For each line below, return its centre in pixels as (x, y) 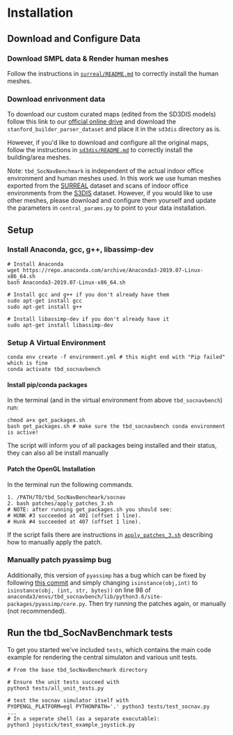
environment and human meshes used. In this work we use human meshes (114, 179)
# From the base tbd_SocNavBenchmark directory (78, 670)
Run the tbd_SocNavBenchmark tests (90, 633)
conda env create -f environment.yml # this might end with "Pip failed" (116, 357)
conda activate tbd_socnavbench (54, 370)
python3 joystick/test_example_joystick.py (71, 725)
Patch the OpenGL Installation (51, 469)
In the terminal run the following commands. (70, 484)
